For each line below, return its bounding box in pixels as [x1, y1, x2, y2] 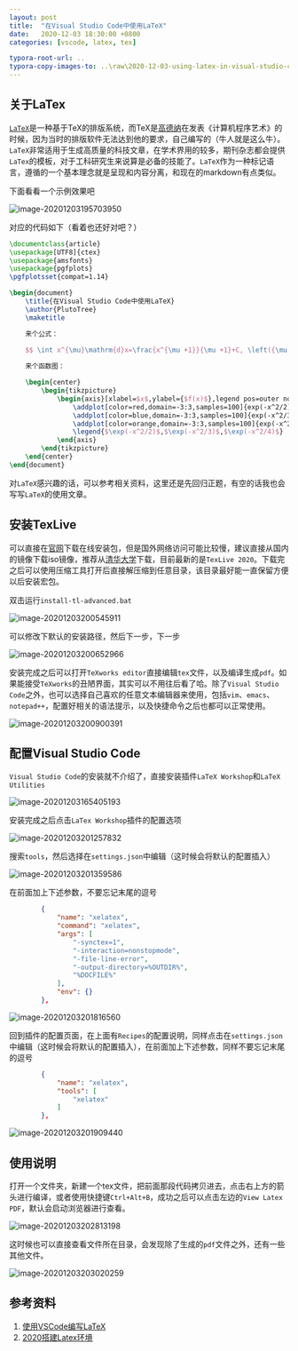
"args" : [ [56, 930, 93, 939]
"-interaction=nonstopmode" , [72, 946, 180, 955]
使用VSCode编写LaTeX [21, 1321, 106, 1331]
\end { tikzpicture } [41, 444, 109, 453]
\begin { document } [9, 289, 74, 298]
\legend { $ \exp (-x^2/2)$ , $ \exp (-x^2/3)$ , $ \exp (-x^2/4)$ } [72, 427, 284, 436]
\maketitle [25, 313, 66, 322]
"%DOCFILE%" [72, 971, 117, 980]
